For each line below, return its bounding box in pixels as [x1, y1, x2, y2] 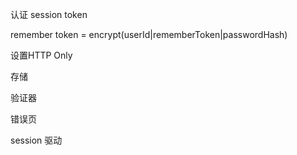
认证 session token [10, 9, 88, 20]
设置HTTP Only [10, 49, 73, 61]
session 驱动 [10, 134, 63, 146]
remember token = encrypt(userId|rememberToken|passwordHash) [10, 29, 288, 40]
